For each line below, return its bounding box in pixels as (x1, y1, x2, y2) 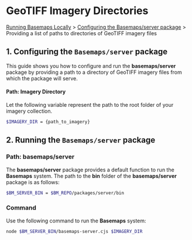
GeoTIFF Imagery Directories (6, 4, 149, 18)
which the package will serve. (6, 75, 78, 82)
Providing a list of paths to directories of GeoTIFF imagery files (6, 29, 157, 36)
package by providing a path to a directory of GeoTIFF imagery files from (6, 69, 183, 76)
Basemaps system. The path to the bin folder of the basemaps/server (6, 172, 177, 180)
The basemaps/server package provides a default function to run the (6, 166, 174, 173)
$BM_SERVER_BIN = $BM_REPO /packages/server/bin (6, 190, 125, 196)
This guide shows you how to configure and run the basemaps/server (6, 62, 176, 69)
